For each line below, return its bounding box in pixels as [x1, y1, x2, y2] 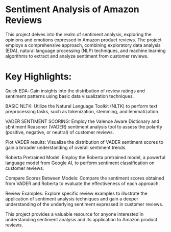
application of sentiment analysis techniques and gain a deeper [5, 195, 139, 202]
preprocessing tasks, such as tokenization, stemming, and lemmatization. [5, 108, 160, 114]
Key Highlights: [5, 71, 72, 83]
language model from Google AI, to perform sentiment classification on [5, 160, 155, 166]
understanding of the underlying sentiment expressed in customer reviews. [5, 201, 163, 207]
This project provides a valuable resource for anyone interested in [5, 211, 144, 217]
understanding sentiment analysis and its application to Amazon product [5, 216, 158, 222]
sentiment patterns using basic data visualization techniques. [5, 93, 134, 99]
